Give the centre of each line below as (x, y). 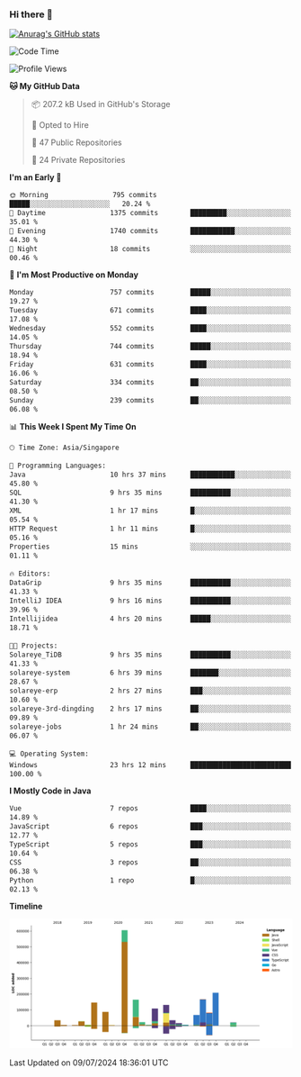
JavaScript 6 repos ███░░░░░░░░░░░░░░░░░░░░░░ (150, 827)
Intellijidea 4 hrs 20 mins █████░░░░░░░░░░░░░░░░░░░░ (150, 619)
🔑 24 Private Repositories (78, 160)
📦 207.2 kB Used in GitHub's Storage (101, 104)
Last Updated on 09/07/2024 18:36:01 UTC (89, 1063)
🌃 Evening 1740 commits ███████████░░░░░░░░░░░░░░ (150, 231)
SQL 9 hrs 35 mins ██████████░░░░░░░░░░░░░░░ (150, 493)
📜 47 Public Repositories (77, 142)
